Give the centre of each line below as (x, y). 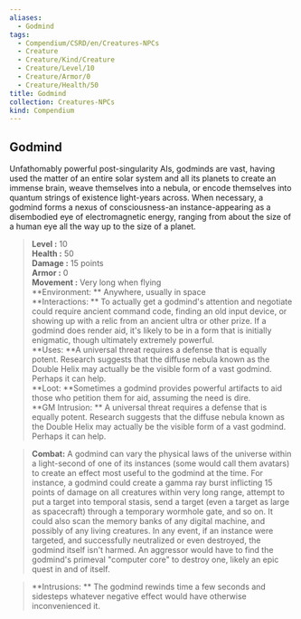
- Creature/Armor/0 (54, 77)
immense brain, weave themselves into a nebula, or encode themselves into (150, 188)
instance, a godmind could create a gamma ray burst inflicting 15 (152, 483)
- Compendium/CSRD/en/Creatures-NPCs (89, 43)
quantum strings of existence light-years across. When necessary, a (136, 198)
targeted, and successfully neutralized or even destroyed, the (146, 540)
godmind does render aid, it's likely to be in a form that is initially (151, 330)
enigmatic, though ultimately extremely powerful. (123, 340)
